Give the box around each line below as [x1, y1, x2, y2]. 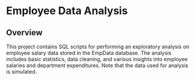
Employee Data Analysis [6, 4, 128, 18]
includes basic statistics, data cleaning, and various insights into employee [6, 56, 188, 62]
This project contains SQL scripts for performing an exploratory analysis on [6, 43, 190, 50]
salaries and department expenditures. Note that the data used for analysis [6, 62, 188, 69]
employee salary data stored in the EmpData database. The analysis [6, 49, 172, 56]
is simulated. [6, 68, 37, 75]
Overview [6, 28, 43, 38]
